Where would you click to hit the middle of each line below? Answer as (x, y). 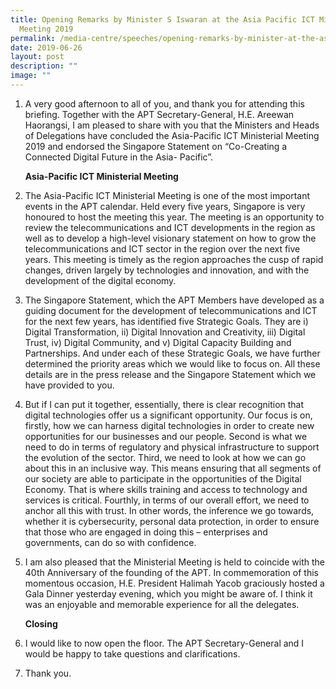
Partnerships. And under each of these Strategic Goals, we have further (172, 353)
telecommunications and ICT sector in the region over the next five (162, 248)
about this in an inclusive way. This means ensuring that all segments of (173, 468)
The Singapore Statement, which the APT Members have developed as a (174, 300)
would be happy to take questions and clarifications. (132, 653)
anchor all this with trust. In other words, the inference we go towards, (169, 510)
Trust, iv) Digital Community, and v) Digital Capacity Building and (158, 342)
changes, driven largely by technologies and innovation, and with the (167, 270)
